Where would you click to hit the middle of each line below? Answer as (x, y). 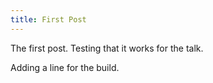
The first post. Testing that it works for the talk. (107, 48)
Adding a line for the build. (65, 67)
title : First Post (48, 19)
